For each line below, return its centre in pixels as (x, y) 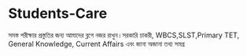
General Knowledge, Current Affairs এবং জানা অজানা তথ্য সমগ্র (96, 44)
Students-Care (58, 14)
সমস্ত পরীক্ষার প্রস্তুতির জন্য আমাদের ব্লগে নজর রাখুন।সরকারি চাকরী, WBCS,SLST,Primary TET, (124, 35)
